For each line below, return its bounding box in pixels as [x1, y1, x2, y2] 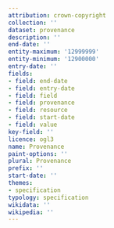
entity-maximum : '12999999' [8, 48, 100, 56]
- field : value [8, 121, 58, 128]
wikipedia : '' [8, 208, 55, 216]
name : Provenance [8, 143, 65, 150]
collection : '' [8, 19, 58, 27]
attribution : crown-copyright [8, 11, 107, 20]
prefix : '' [8, 165, 44, 172]
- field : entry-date [8, 84, 76, 92]
